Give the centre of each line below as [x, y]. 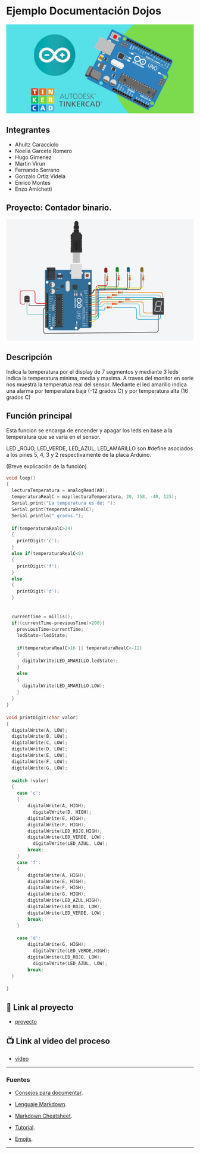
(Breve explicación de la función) [47, 466]
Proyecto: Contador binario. [59, 208]
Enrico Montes [32, 182]
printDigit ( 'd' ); [38, 591]
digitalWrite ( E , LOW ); [40, 755]
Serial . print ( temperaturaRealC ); [53, 509]
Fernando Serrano [37, 170]
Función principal [39, 416]
